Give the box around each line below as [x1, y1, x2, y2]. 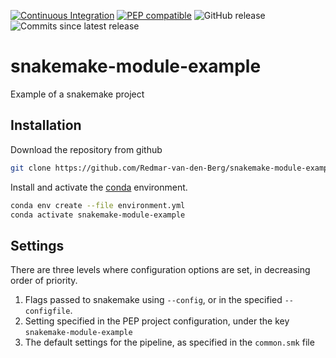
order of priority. [10, 275, 78, 287]
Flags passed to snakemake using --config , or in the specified [24, 294, 283, 306]
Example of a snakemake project [10, 88, 145, 100]
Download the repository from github [10, 143, 163, 155]
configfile [24, 306, 71, 317]
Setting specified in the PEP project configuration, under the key [24, 315, 290, 327]
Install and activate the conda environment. [10, 181, 188, 193]
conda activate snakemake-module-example [10, 210, 186, 220]
